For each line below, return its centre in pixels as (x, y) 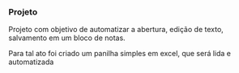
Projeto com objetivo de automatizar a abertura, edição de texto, (116, 30)
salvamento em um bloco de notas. (67, 38)
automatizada (31, 62)
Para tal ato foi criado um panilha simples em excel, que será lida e (120, 54)
